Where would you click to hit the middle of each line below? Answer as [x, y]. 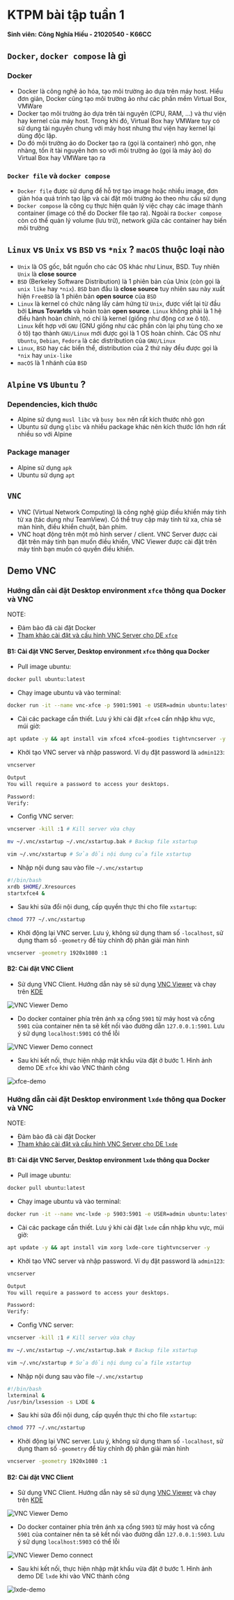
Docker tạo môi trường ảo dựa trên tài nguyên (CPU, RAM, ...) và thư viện [122, 113]
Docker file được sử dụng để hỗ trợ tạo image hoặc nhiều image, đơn [117, 191]
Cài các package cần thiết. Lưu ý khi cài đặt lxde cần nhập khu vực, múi [120, 1227]
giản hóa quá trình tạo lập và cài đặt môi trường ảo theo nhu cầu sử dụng [122, 198]
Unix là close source [47, 274]
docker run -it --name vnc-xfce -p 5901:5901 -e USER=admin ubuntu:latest [118, 706]
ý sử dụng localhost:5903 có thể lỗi [68, 1542]
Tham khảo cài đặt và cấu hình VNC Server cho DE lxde [97, 1144]
